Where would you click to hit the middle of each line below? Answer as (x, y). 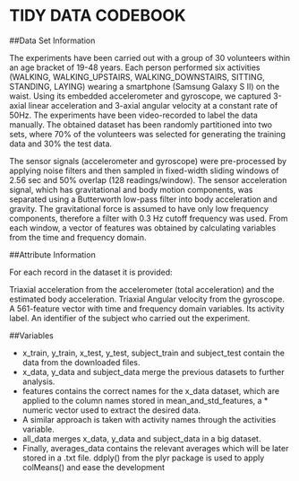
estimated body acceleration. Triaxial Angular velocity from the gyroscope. (147, 299)
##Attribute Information (52, 254)
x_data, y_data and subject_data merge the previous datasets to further (153, 372)
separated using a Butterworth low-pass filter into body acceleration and (143, 199)
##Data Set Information (52, 40)
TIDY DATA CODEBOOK (98, 16)
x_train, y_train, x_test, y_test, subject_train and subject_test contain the (153, 353)
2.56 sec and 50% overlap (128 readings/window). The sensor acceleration (148, 179)
